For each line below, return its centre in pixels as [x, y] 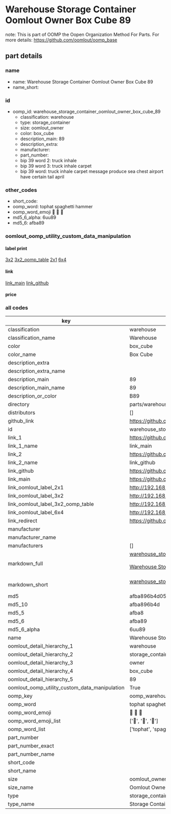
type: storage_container [45, 122]
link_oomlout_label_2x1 [36, 488]
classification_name [32, 338]
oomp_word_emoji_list [34, 721]
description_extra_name [36, 371]
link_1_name [23, 446]
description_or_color [32, 396]
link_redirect [23, 521]
